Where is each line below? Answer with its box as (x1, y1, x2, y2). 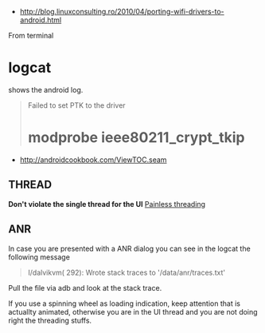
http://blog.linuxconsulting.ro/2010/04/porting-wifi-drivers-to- (19, 7, 224, 16)
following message (8, 252, 70, 262)
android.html (19, 15, 62, 25)
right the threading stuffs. (8, 315, 92, 325)
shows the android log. (8, 85, 84, 94)
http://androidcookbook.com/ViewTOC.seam (19, 155, 167, 165)
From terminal (8, 31, 54, 40)
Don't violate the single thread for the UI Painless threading (8, 199, 205, 208)
